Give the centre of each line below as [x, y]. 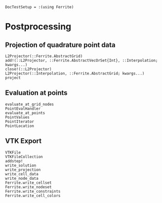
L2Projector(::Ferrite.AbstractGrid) [44, 56]
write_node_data [22, 178]
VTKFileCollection [24, 157]
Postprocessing [38, 27]
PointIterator [20, 122]
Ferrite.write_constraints [33, 191]
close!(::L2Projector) [28, 69]
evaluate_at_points [25, 113]
